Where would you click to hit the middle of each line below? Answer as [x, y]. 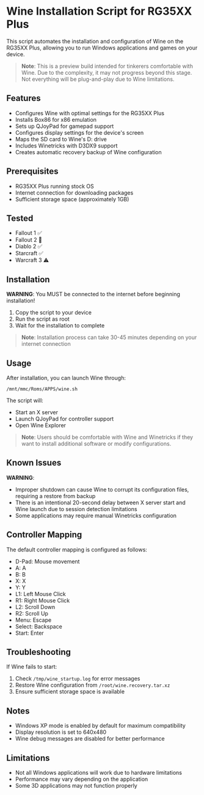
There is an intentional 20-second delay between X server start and [100, 502]
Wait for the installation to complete [60, 326]
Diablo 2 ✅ [29, 247]
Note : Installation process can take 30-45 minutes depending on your [109, 337]
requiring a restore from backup [55, 496]
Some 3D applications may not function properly [76, 786]
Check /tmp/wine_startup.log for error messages [78, 679]
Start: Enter [29, 633]
